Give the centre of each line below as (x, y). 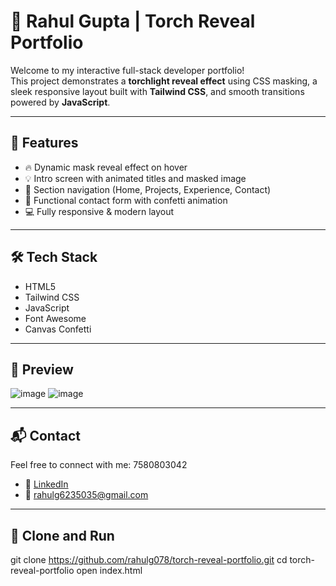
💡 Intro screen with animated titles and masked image (135, 178)
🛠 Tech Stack (54, 257)
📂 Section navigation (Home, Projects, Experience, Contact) (148, 189)
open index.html (109, 570)
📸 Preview (42, 369)
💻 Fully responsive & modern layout (99, 211)
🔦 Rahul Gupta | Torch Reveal (133, 21)
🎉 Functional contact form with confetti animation (126, 200)
